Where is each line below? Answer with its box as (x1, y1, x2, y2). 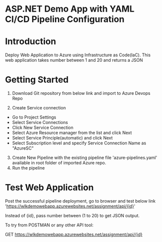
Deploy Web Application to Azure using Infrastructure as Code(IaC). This (5, 52, 151, 58)
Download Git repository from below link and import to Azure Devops (12, 90, 151, 96)
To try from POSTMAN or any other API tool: (5, 222, 94, 228)
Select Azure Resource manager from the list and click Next (12, 130, 132, 136)
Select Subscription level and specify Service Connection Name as (12, 140, 146, 146)
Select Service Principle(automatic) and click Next (12, 135, 113, 141)
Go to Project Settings (12, 114, 56, 120)
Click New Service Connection (12, 125, 74, 131)
